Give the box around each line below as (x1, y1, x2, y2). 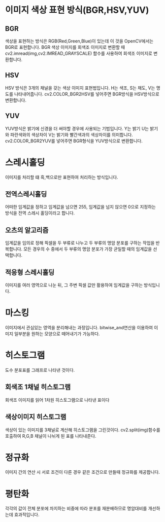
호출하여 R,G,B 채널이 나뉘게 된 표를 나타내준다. (5, 433, 97, 439)
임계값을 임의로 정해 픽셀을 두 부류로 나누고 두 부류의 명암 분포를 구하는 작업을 (5, 240, 155, 246)
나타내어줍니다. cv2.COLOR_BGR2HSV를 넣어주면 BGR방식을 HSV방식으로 (14, 91, 160, 97)
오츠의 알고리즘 (5, 226, 49, 234)
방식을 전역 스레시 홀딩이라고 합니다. (5, 210, 75, 216)
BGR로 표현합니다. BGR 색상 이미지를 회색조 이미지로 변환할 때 (5, 44, 126, 50)
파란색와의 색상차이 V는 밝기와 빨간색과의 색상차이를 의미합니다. (10, 132, 133, 138)
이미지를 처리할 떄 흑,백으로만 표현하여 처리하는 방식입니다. (5, 174, 118, 180)
